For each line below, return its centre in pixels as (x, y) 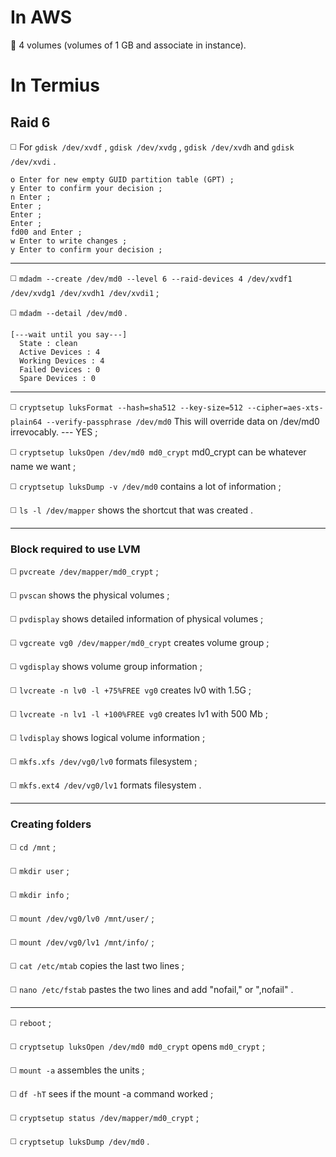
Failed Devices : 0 (60, 369)
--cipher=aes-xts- (285, 407)
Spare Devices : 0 (58, 378)
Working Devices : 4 (62, 361)
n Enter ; (31, 197)
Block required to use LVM (75, 549)
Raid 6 (30, 122)
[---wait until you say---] (69, 334)
